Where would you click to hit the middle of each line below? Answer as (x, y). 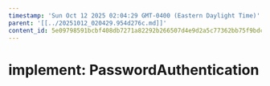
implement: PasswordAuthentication (134, 70)
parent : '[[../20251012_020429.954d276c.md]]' (88, 23)
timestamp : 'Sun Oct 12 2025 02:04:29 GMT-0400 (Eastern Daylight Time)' (135, 16)
